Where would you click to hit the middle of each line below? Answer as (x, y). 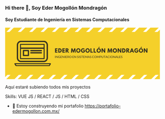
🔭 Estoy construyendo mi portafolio (48, 106)
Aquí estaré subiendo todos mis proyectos (48, 87)
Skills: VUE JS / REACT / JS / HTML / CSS (47, 96)
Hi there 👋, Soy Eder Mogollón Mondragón (56, 8)
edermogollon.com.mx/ (36, 111)
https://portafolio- (103, 106)
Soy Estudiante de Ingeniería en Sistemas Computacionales (67, 20)
